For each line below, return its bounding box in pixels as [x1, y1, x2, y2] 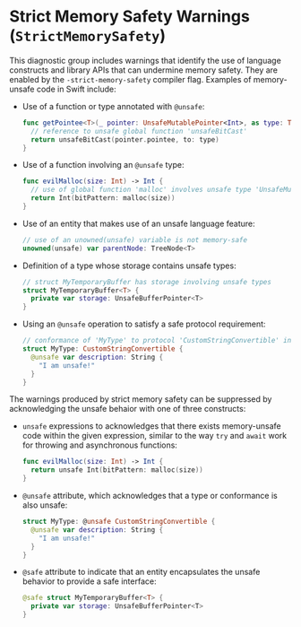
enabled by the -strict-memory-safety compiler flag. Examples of [9, 74, 252, 84]
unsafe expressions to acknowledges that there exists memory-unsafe [21, 421, 281, 431]
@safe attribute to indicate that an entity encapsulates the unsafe [21, 567, 261, 578]
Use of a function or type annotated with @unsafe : [21, 100, 205, 111]
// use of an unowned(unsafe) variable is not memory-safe [21, 235, 248, 244]
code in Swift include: [36, 83, 116, 94]
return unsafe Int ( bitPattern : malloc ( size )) [30, 466, 204, 475]
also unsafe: [21, 500, 68, 510]
